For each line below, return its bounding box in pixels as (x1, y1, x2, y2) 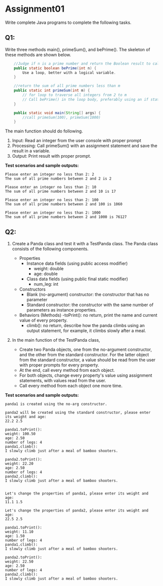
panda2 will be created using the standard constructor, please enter (5, 410, 151, 415)
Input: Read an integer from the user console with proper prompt (12, 138, 142, 144)
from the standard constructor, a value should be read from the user (19, 357, 156, 363)
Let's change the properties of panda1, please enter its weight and (5, 491, 149, 496)
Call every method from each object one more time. (19, 383, 123, 389)
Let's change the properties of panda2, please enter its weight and (5, 508, 149, 513)
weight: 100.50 (5, 432, 36, 437)
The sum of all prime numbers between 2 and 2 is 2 (5, 176, 112, 181)
